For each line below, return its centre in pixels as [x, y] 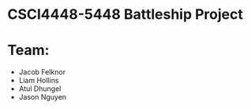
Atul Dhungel [40, 89]
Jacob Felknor [42, 72]
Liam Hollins [39, 81]
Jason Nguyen [43, 97]
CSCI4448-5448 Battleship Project [126, 15]
